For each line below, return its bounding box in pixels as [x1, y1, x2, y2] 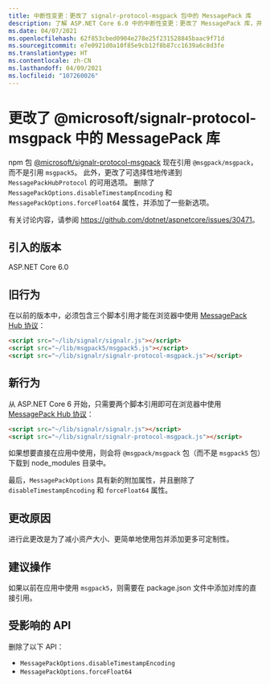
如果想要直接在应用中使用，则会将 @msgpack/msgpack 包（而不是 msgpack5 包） [8, 448, 261, 458]
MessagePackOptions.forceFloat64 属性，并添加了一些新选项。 [8, 197, 214, 207]
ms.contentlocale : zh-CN [8, 57, 92, 65]
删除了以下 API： [8, 641, 64, 651]
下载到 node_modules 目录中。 [8, 458, 111, 468]
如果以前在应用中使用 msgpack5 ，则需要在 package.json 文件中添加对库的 [8, 583, 250, 592]
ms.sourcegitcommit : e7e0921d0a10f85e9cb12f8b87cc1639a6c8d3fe [8, 42, 225, 50]
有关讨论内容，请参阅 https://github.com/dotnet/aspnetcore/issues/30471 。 [8, 214, 260, 224]
